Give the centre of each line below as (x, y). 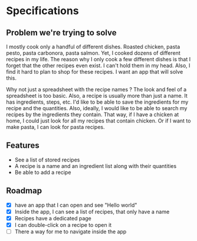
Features (23, 146)
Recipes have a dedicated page (53, 218)
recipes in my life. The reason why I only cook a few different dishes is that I (98, 59)
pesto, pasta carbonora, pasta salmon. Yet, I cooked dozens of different (93, 53)
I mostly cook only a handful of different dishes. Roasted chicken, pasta (93, 47)
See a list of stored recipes (47, 160)
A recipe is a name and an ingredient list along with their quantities (96, 166)
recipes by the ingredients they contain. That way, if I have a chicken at (93, 114)
